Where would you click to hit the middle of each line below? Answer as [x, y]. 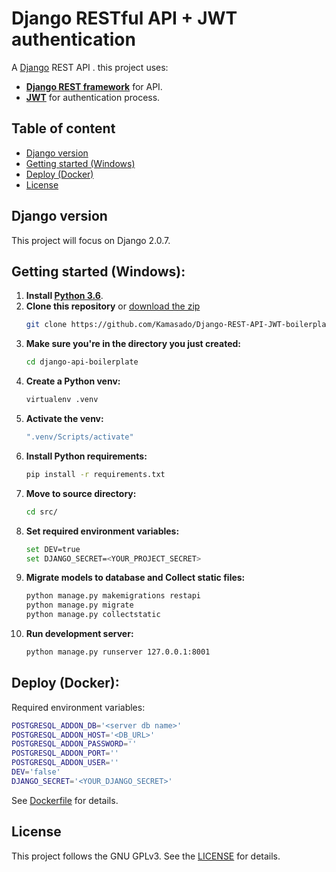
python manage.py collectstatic [93, 615]
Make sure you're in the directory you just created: [133, 344]
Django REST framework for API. [94, 86]
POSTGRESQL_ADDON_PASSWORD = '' [74, 744]
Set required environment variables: [102, 531]
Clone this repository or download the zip [113, 306]
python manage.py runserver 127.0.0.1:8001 [118, 652]
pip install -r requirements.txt [95, 474]
